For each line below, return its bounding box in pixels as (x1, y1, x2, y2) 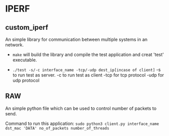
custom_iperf (5, 23, 48, 32)
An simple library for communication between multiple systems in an (5, 36, 148, 42)
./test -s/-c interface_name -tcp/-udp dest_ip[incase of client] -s (12, 66, 161, 73)
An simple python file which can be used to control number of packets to (5, 105, 157, 111)
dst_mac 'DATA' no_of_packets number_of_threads (5, 125, 109, 131)
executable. (12, 57, 37, 63)
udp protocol (12, 78, 39, 83)
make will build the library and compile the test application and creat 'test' (12, 51, 164, 57)
